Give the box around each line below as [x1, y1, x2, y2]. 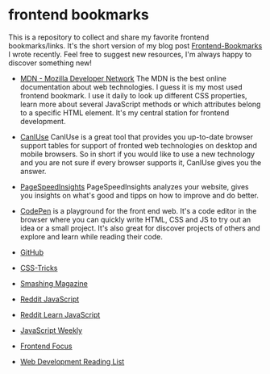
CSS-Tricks [19, 263, 58, 272]
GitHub [19, 247, 44, 257]
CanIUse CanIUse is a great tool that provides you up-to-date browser [19, 131, 254, 142]
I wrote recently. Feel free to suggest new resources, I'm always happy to [8, 49, 252, 59]
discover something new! [8, 58, 93, 68]
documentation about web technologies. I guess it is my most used [19, 82, 243, 92]
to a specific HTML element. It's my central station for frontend [19, 107, 230, 118]
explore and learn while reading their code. [19, 231, 164, 241]
